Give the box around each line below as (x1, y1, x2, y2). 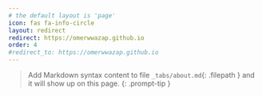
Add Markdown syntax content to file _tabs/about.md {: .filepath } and (27, 71, 256, 79)
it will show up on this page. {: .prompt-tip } (27, 79, 171, 88)
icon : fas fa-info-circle (8, 19, 94, 27)
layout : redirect (8, 26, 66, 34)
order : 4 (8, 41, 38, 49)
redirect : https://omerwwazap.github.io (8, 33, 145, 42)
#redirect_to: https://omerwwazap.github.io (8, 48, 159, 56)
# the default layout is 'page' (8, 11, 116, 20)
